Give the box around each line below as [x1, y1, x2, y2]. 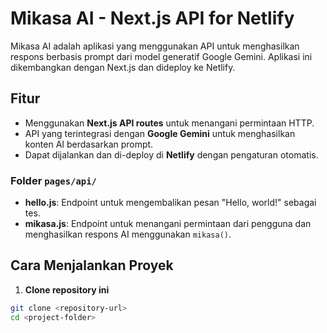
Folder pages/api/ [10, 173, 97, 187]
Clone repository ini [24, 283, 110, 296]
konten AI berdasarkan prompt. [24, 138, 154, 150]
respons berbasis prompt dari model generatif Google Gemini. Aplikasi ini [10, 50, 313, 62]
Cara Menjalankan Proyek [10, 257, 174, 274]
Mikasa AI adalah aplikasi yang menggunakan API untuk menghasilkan [10, 40, 300, 52]
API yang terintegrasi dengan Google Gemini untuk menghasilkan [24, 127, 296, 139]
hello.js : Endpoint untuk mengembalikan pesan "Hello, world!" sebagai [24, 197, 317, 209]
